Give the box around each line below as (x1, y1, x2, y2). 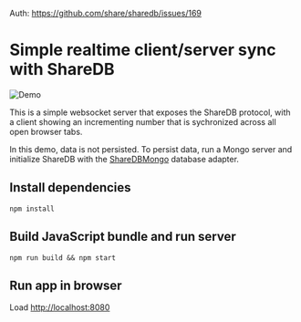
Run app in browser (9, 277, 122, 293)
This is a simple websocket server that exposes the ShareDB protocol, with (9, 107, 291, 118)
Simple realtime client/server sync (9, 40, 276, 60)
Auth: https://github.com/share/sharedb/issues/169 (9, 8, 202, 18)
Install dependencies (9, 180, 131, 195)
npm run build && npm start (9, 253, 117, 263)
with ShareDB (9, 59, 115, 80)
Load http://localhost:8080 (9, 302, 110, 313)
